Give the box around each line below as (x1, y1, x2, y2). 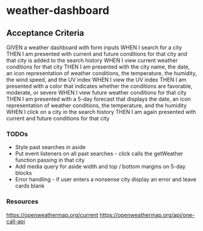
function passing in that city (15, 156, 85, 164)
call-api (6, 218, 25, 225)
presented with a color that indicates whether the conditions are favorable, (6, 82, 193, 90)
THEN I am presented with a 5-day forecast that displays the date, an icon (6, 95, 191, 102)
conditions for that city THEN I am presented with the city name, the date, (6, 63, 190, 70)
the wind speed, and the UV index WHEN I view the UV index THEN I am (6, 76, 187, 83)
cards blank (15, 182, 45, 190)
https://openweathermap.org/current (6, 211, 99, 218)
